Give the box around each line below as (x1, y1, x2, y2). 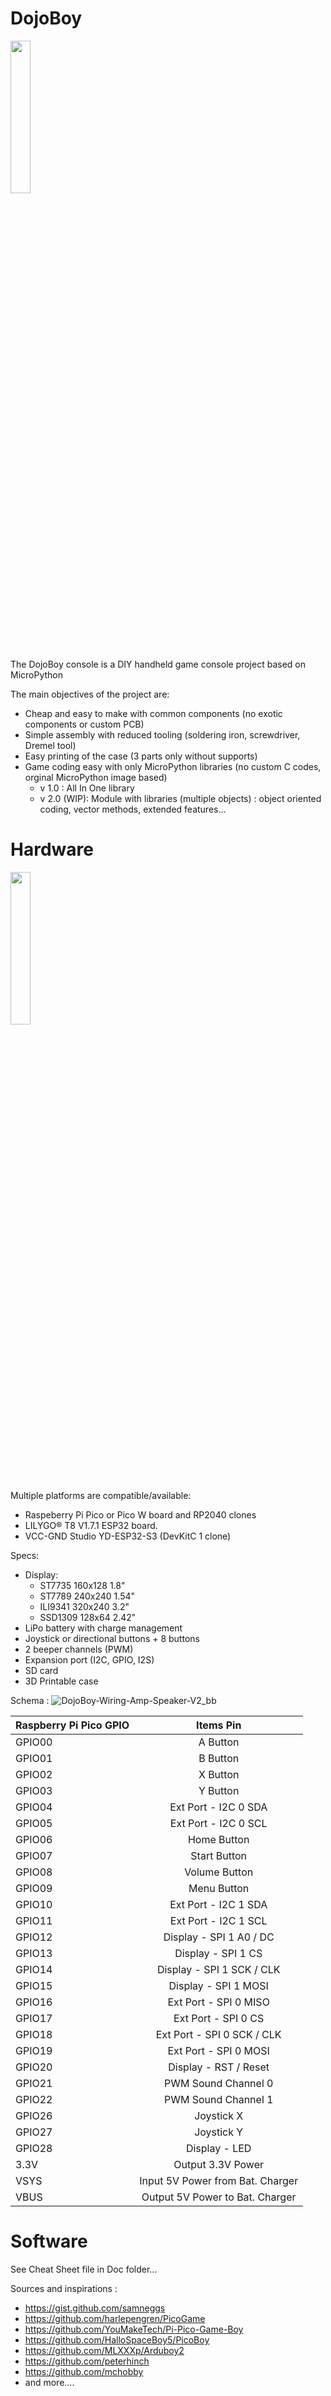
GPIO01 (15, 1751, 53, 1765)
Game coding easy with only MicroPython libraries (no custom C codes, (24, 760, 322, 772)
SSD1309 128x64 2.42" (39, 1611, 137, 1623)
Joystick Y (194, 2125, 244, 2139)
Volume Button (184, 1865, 254, 1879)
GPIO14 (15, 1962, 53, 1976)
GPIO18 (15, 2027, 53, 2041)
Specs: (10, 1549, 40, 1561)
